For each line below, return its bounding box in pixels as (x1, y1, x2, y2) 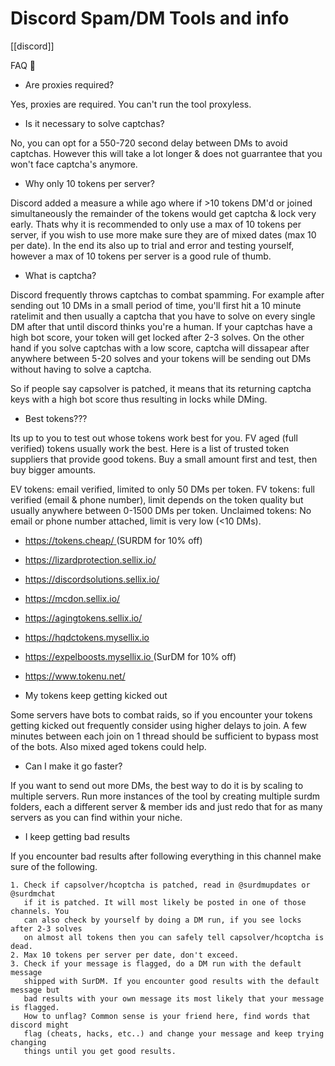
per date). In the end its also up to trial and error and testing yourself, (10, 239, 295, 251)
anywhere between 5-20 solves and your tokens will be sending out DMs (10, 352, 312, 364)
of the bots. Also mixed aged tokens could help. (10, 740, 207, 752)
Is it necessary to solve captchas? (24, 117, 165, 129)
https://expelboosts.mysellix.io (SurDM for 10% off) (24, 650, 237, 662)
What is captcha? (24, 269, 97, 281)
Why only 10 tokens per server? (24, 177, 156, 189)
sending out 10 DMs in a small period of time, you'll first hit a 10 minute (10, 299, 302, 311)
